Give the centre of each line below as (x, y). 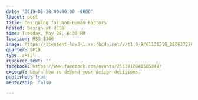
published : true (26, 77)
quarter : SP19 (24, 50)
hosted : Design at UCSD (35, 28)
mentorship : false (29, 83)
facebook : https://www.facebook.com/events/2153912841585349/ (84, 66)
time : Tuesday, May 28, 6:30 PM (46, 34)
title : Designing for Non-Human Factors (57, 22)
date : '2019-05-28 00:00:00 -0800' (50, 11)
